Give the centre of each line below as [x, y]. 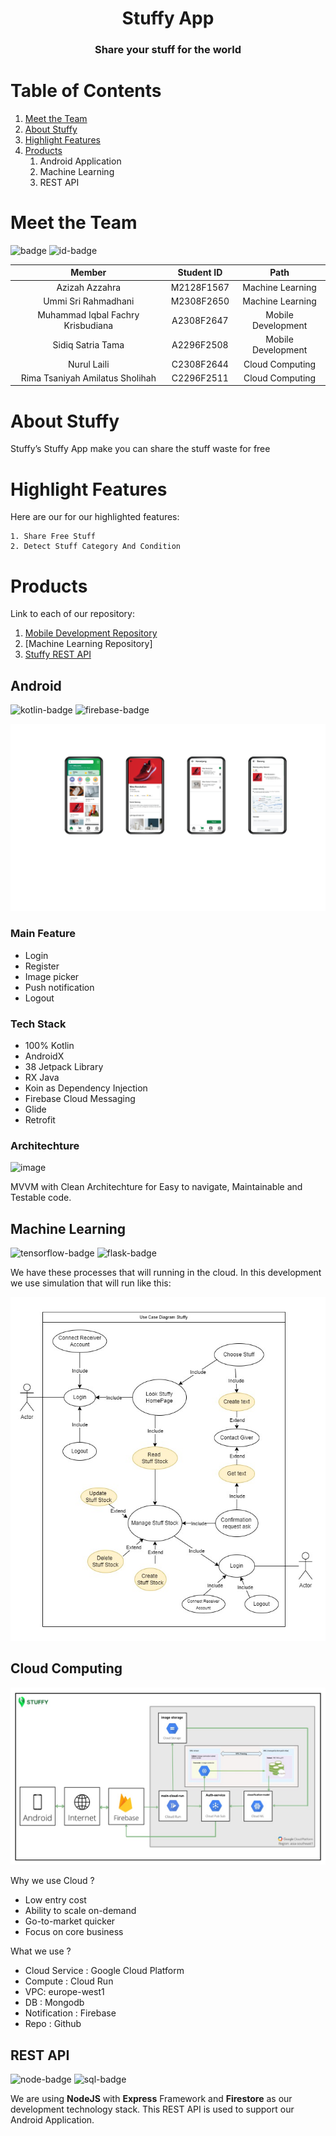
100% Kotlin [49, 1045]
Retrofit [40, 1119]
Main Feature [43, 934]
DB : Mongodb [54, 2003]
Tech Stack [38, 1024]
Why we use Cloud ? [52, 1881]
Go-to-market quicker [70, 1921]
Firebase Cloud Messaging [80, 1098]
